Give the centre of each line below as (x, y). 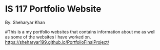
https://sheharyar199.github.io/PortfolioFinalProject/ (57, 42)
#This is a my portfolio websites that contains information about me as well (80, 32)
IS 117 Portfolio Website (53, 9)
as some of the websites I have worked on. (48, 37)
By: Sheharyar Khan (25, 22)
